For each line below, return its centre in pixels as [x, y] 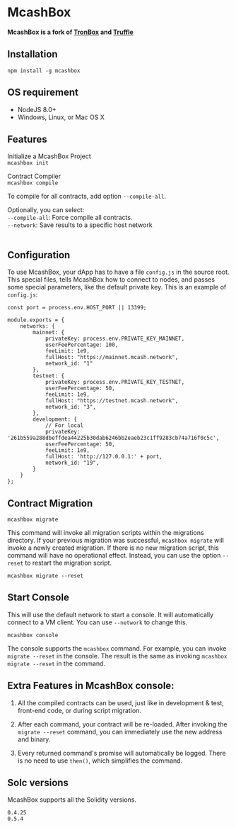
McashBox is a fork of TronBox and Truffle [71, 32]
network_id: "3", [71, 407]
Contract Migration [50, 503]
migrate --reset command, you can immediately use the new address [120, 732]
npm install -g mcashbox [44, 71]
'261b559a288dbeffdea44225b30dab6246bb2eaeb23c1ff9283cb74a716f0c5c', [113, 438]
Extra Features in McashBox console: [91, 686]
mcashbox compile [33, 183]
